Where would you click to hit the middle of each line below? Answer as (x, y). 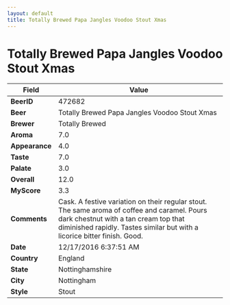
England (71, 258)
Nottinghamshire (85, 269)
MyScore (26, 191)
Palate (21, 169)
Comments (29, 219)
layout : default (30, 13)
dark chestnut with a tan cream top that (121, 219)
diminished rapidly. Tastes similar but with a (128, 228)
